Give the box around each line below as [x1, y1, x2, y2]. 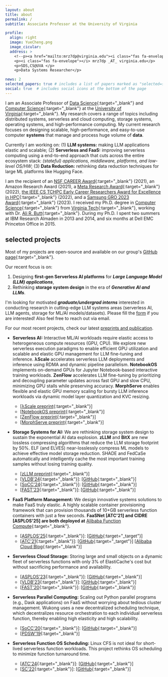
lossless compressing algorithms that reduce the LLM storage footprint [12, 439, 159, 445]
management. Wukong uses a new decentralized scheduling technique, [12, 605, 160, 611]
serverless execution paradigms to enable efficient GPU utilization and [12, 345, 157, 352]
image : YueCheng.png [9, 40, 52, 45]
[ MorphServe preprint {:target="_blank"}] [19, 419, 104, 425]
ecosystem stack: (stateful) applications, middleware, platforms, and [5, 158, 147, 164]
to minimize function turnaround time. [12, 651, 90, 657]
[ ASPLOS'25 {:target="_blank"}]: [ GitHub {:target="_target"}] [19, 533, 143, 539]
